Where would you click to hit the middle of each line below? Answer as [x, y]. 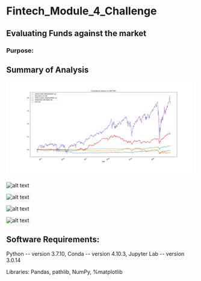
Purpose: [20, 51]
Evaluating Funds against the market [76, 33]
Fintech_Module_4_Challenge [82, 11]
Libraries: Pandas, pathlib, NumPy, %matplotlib [64, 272]
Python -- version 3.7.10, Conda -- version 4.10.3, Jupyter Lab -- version [95, 254]
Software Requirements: [53, 239]
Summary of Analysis [48, 69]
